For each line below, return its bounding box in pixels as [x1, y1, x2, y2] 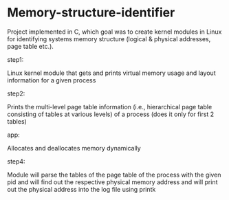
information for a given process [7, 76, 96, 84]
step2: [7, 89, 25, 98]
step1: [7, 55, 24, 63]
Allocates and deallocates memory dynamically [7, 144, 141, 152]
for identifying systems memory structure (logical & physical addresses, [7, 34, 211, 43]
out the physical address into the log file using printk [7, 185, 156, 193]
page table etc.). [7, 42, 54, 50]
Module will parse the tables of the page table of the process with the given [7, 170, 221, 179]
